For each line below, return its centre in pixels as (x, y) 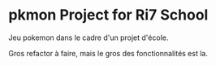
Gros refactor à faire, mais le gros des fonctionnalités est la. (108, 53)
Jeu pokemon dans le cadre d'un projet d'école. (89, 37)
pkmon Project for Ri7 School (108, 15)
